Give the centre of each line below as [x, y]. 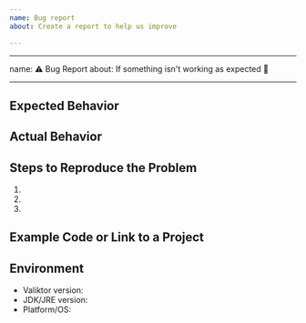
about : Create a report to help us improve [93, 26]
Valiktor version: [53, 290]
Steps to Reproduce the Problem [103, 168]
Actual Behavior [56, 137]
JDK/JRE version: [55, 300]
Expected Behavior [65, 106]
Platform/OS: [46, 309]
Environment [47, 268]
